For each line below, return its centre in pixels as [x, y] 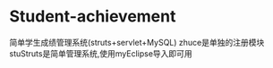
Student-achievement [93, 17]
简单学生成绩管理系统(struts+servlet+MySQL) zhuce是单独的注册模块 [137, 42]
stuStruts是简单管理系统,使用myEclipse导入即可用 [101, 53]
